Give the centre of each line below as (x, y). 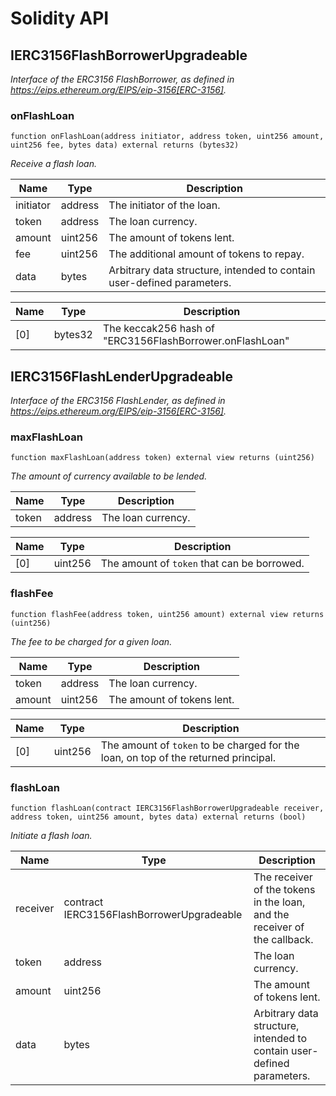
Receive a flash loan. (53, 164)
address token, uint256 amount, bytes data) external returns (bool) (158, 817)
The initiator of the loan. (164, 205)
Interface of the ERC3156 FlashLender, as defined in (118, 401)
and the (271, 914)
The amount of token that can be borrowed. (202, 564)
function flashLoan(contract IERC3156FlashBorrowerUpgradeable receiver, (167, 808)
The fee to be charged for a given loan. (91, 641)
